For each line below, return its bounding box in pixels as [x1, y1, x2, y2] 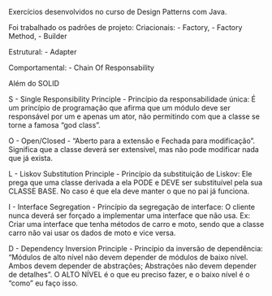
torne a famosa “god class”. [8, 120, 101, 129]
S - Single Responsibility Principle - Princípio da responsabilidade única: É [8, 94, 256, 104]
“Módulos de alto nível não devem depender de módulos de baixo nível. [8, 252, 248, 262]
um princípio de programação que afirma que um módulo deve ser [8, 103, 231, 112]
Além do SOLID [8, 79, 59, 88]
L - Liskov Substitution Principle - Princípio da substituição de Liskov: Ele [8, 169, 253, 178]
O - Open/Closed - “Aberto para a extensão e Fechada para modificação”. [8, 136, 256, 146]
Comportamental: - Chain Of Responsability [8, 63, 154, 72]
